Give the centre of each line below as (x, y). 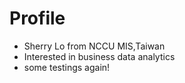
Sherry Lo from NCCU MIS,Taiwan (94, 46)
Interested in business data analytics (99, 56)
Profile (37, 18)
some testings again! (67, 67)
